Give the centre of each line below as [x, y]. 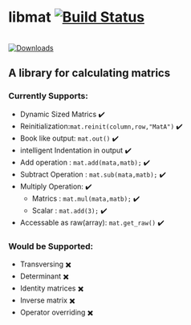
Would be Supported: [51, 246]
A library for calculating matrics [89, 73]
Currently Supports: [48, 96]
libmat [30, 17]
